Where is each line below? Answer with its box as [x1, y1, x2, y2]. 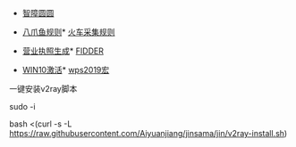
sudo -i [9, 102, 36, 111]
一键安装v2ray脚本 [9, 84, 78, 94]
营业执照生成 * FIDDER [21, 45, 105, 56]
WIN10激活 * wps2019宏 [21, 65, 110, 75]
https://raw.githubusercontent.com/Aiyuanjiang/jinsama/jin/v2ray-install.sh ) [9, 128, 288, 138]
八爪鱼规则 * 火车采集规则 [21, 27, 115, 37]
